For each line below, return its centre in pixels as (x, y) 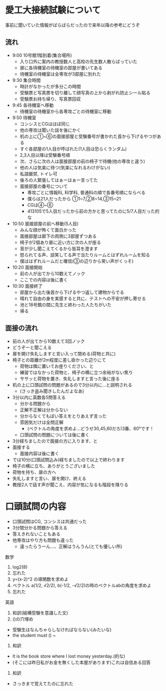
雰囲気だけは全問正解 (41, 422)
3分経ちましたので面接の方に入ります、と (55, 441)
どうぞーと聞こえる (32, 347)
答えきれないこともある (36, 534)
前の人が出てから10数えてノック (52, 273)
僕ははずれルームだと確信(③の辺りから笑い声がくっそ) (77, 261)
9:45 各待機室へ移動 (33, 105)
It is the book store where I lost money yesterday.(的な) (69, 656)
